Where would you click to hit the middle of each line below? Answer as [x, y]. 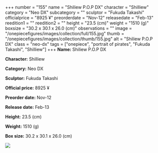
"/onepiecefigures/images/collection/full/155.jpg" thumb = [65, 34]
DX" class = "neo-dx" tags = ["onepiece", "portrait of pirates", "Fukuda [78, 44]
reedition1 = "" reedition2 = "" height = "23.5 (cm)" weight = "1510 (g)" [77, 23]
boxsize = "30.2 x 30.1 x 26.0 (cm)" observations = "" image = [69, 28]
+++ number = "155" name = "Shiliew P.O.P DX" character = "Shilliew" [77, 7]
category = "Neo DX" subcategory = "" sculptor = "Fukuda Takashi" [75, 12]
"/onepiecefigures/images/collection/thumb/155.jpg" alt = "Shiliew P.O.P [79, 39]
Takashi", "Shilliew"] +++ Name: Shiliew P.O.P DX [56, 49]
